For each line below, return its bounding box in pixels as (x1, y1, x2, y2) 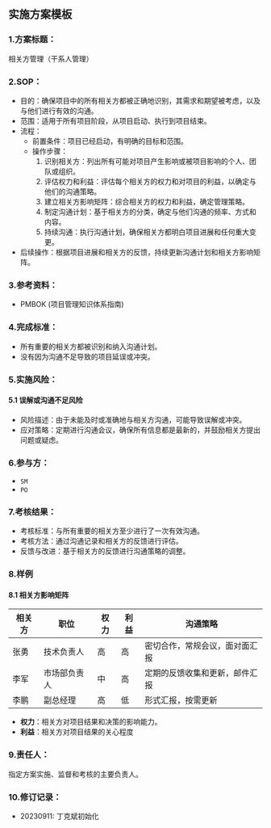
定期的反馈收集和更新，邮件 (144, 667, 250, 679)
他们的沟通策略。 (44, 187, 102, 196)
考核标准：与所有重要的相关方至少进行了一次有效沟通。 (19, 526, 204, 536)
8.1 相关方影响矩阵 (8, 590, 69, 599)
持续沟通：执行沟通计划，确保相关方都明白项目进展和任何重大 (44, 227, 250, 237)
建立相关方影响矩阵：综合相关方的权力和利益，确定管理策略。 (44, 196, 250, 206)
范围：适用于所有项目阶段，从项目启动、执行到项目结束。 (19, 116, 211, 125)
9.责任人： (8, 750, 50, 761)
